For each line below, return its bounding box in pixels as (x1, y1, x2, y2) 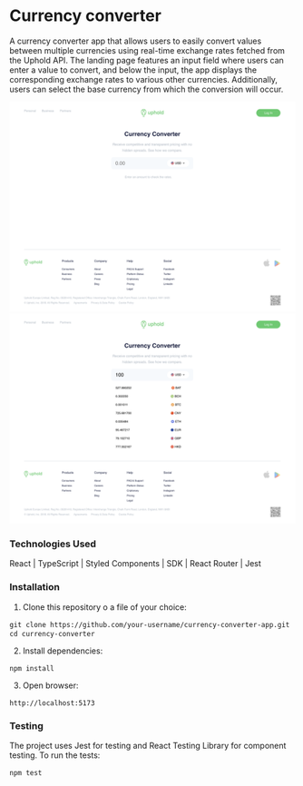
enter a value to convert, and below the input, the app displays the (9, 64, 257, 75)
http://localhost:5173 (9, 698, 95, 708)
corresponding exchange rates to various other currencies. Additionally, (9, 74, 279, 84)
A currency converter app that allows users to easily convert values (9, 35, 262, 46)
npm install (9, 663, 54, 673)
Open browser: (22, 680, 79, 691)
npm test (9, 769, 43, 778)
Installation (9, 581, 61, 594)
